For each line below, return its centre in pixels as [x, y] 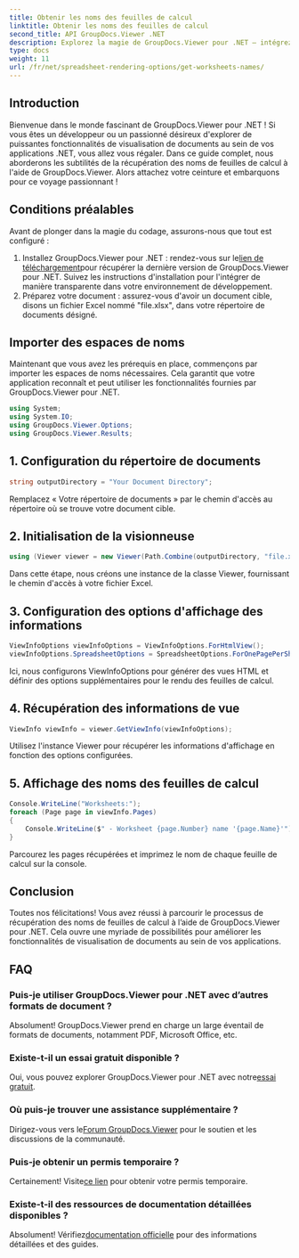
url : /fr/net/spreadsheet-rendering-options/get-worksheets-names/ [137, 68]
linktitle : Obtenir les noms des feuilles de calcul [109, 26]
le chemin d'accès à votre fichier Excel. [81, 584]
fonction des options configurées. [71, 756]
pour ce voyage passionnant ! [64, 181]
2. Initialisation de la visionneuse [102, 536]
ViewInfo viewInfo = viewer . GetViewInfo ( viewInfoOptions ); [121, 729]
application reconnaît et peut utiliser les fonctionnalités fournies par [133, 383]
